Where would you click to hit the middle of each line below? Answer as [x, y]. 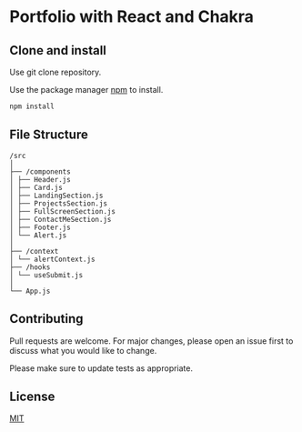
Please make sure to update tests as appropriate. [101, 368]
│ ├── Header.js [40, 179]
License [32, 396]
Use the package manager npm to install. [86, 90]
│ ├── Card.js [36, 187]
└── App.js [30, 291]
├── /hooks [30, 267]
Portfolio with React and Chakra [132, 17]
